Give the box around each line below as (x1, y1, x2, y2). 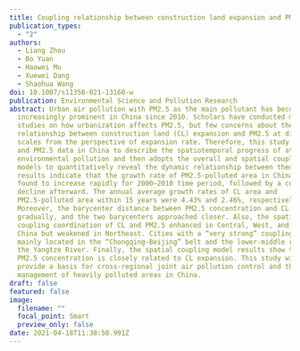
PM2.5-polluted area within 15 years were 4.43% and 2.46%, (17, 196, 246, 205)
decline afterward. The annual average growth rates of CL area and (17, 188, 278, 196)
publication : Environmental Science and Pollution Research (9, 96, 238, 105)
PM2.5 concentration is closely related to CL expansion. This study (17, 254, 281, 263)
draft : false (9, 279, 58, 288)
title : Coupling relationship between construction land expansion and (9, 13, 281, 22)
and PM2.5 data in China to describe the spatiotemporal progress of (17, 146, 281, 155)
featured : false (9, 287, 70, 296)
